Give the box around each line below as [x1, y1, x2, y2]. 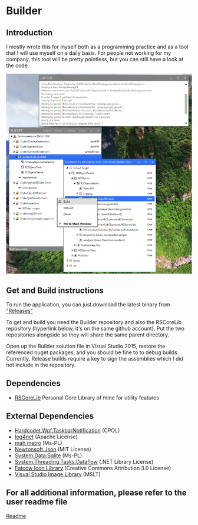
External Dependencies [6, 411, 94, 421]
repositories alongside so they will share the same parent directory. [6, 331, 170, 338]
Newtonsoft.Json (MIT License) [14, 445, 91, 453]
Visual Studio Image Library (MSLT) [14, 470, 101, 478]
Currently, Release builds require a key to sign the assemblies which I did [6, 355, 184, 362]
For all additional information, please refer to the [6, 488, 187, 498]
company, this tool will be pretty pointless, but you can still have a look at [6, 56, 184, 62]
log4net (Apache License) [14, 433, 78, 440]
